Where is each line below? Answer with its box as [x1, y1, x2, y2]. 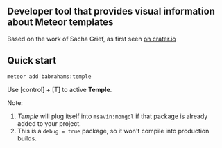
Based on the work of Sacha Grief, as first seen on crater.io [7, 35, 176, 43]
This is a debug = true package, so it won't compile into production [17, 127, 210, 135]
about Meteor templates [7, 17, 114, 28]
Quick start [7, 55, 57, 66]
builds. [17, 134, 37, 142]
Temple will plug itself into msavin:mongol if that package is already [17, 112, 208, 120]
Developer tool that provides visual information [7, 6, 215, 17]
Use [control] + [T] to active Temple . [7, 85, 112, 93]
